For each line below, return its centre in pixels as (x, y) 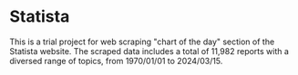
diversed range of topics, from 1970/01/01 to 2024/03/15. (116, 61)
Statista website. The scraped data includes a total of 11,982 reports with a (149, 51)
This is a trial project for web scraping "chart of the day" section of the (142, 42)
